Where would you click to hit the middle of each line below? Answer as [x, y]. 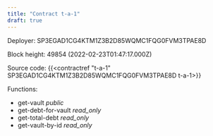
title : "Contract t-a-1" [44, 14]
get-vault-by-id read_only [55, 125]
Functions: [23, 89]
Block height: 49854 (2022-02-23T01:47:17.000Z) [80, 54]
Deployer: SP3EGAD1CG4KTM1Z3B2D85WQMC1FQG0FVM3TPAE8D [107, 40]
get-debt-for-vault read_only [59, 110]
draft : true [25, 20]
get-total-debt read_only [53, 118]
